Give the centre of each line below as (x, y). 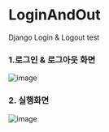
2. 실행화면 (29, 100)
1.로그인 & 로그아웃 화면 (52, 60)
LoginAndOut (54, 15)
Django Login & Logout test (54, 37)
